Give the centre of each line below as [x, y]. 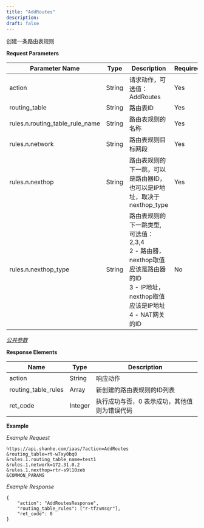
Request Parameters [33, 54]
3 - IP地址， [147, 288]
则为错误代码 [114, 411]
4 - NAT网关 [147, 315]
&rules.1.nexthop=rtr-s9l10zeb [46, 470]
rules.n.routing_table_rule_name [55, 123]
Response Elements [32, 352]
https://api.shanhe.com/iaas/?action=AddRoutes [68, 449]
